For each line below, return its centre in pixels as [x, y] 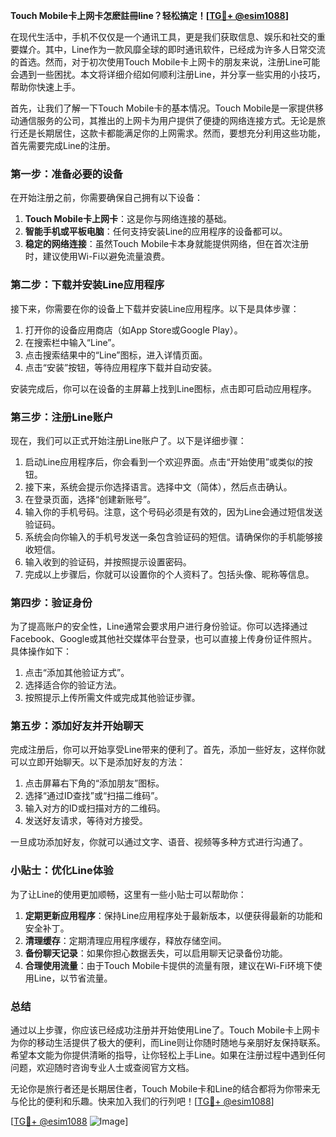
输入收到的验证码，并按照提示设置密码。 [108, 561]
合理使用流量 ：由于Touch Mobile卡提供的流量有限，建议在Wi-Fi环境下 [169, 965]
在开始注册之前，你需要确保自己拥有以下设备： [106, 198]
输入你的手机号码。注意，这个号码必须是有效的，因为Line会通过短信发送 [173, 511]
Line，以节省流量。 [73, 978]
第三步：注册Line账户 [62, 417]
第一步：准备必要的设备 [66, 174]
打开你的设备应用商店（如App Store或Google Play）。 [133, 330]
